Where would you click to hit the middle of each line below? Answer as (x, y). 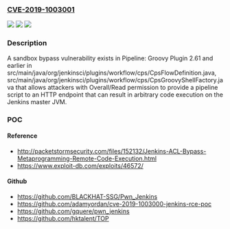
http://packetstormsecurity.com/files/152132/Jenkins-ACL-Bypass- (112, 151)
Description (27, 43)
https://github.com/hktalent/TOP (63, 218)
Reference (22, 136)
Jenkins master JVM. (37, 101)
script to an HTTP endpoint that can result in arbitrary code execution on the (115, 95)
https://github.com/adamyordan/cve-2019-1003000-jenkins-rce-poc (114, 204)
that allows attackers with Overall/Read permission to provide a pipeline (117, 87)
